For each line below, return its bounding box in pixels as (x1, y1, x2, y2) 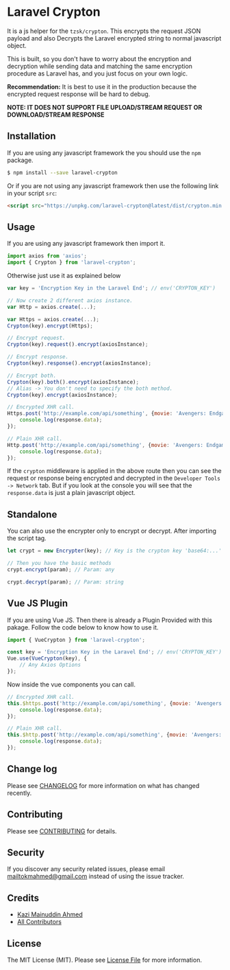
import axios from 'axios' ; (7, 253, 88, 259)
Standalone (7, 509, 57, 520)
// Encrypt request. (7, 334, 66, 342)
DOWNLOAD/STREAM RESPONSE (7, 111, 105, 119)
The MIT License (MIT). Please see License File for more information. (7, 956, 202, 964)
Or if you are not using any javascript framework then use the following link (7, 181, 219, 189)
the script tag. (7, 534, 47, 542)
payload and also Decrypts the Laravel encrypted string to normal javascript (7, 34, 222, 42)
